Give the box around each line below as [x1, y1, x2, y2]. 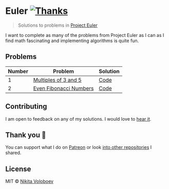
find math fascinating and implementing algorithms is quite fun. [5, 37, 139, 44]
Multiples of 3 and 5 [33, 76, 82, 83]
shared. [5, 149, 22, 156]
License [5, 164, 31, 173]
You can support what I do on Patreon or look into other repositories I [5, 144, 152, 150]
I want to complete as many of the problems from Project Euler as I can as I [5, 32, 164, 38]
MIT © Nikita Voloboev [5, 178, 54, 184]
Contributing [5, 102, 47, 111]
